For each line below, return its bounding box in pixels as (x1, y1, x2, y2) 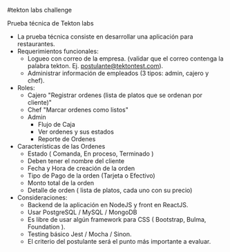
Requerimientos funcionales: (17, 48, 99, 55)
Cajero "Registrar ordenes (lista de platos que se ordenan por (27, 91, 202, 99)
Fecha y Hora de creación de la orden (27, 165, 135, 172)
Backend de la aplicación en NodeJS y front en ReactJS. (27, 201, 189, 209)
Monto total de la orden (27, 179, 95, 187)
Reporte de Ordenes (37, 135, 96, 143)
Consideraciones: (17, 193, 68, 202)
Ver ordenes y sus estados (37, 127, 114, 136)
